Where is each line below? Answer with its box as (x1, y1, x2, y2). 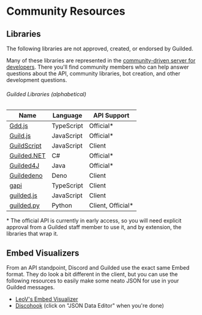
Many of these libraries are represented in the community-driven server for (6, 57, 196, 64)
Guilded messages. (6, 284, 55, 291)
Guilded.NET (9, 151, 46, 160)
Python (51, 201, 72, 210)
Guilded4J (9, 161, 40, 170)
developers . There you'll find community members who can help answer (6, 63, 189, 70)
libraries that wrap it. (6, 230, 59, 237)
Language (52, 112, 83, 120)
